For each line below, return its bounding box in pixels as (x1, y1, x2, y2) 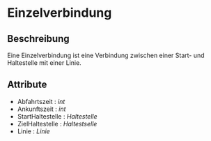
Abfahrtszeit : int (17, 97, 65, 105)
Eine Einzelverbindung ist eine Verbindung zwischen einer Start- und (7, 51, 205, 59)
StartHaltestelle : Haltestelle (17, 112, 97, 120)
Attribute (7, 79, 47, 91)
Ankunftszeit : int (17, 105, 66, 113)
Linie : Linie (17, 127, 50, 135)
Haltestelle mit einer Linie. (7, 59, 81, 67)
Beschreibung (7, 33, 70, 45)
